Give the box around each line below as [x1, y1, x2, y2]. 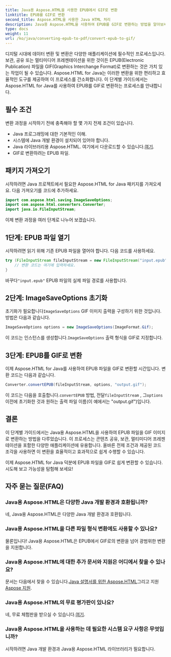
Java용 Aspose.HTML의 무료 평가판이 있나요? [5, 599, 115, 606]
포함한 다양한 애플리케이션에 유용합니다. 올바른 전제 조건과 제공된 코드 [22, 442, 162, 448]
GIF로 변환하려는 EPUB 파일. [12, 150, 70, 156]
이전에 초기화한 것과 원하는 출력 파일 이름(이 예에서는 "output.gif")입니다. [5, 398, 151, 404]
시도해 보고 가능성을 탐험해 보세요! [5, 465, 73, 472]
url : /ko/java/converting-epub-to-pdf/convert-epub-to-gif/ [5, 36, 136, 41]
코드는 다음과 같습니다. [10, 372, 56, 378]
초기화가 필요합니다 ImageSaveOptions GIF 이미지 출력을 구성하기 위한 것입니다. [5, 308, 162, 314]
